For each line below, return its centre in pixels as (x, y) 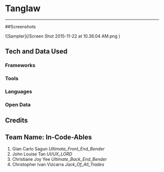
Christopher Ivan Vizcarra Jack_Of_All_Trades (58, 165)
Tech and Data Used (36, 52)
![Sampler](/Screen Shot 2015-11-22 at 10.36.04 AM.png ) (63, 36)
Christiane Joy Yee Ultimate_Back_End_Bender (60, 159)
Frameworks (20, 65)
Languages (19, 92)
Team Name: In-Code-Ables (49, 137)
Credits (17, 120)
